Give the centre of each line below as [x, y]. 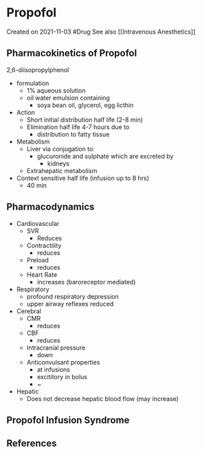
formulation [33, 83]
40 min [37, 185]
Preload [38, 260]
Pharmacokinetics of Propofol [72, 53]
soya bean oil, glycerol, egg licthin [85, 105]
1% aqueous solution [56, 90]
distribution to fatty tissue [73, 134]
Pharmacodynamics [50, 207]
